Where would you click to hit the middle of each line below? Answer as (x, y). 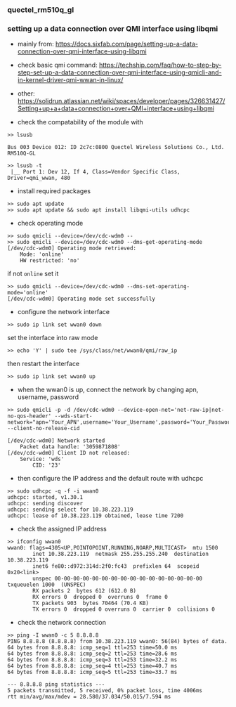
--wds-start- (73, 416)
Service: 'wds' (42, 459)
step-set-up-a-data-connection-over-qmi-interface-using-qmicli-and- (120, 72)
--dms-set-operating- (158, 287)
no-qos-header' (29, 416)
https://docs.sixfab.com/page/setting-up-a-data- (127, 44)
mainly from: (35, 44)
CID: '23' (47, 465)
